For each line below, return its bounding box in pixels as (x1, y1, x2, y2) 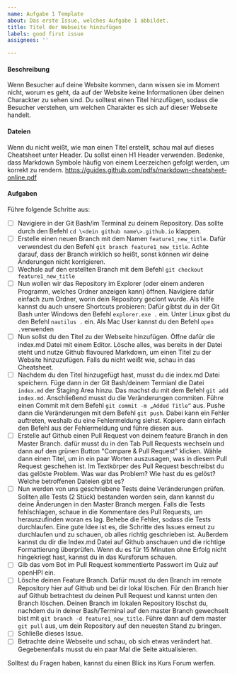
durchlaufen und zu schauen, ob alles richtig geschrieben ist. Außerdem (17, 530, 229, 539)
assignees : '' (7, 37, 50, 44)
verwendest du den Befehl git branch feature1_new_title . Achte (17, 242, 209, 250)
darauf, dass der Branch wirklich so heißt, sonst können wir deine (17, 250, 209, 258)
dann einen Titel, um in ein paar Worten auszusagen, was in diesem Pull (17, 455, 228, 463)
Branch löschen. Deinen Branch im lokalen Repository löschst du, (17, 599, 209, 607)
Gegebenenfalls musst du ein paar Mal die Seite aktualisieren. (17, 645, 198, 653)
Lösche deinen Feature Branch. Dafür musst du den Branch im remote (17, 576, 222, 585)
